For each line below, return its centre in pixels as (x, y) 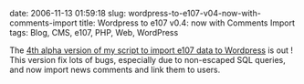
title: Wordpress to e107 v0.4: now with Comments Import (187, 23)
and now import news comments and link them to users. (115, 69)
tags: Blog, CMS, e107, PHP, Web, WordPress (94, 32)
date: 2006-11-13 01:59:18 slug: (68, 13)
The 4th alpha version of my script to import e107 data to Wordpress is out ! (152, 50)
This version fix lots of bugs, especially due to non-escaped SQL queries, (147, 60)
